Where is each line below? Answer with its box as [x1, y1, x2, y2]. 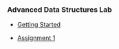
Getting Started [17, 21, 61, 29]
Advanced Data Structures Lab [7, 5, 112, 14]
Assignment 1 [17, 34, 56, 42]
